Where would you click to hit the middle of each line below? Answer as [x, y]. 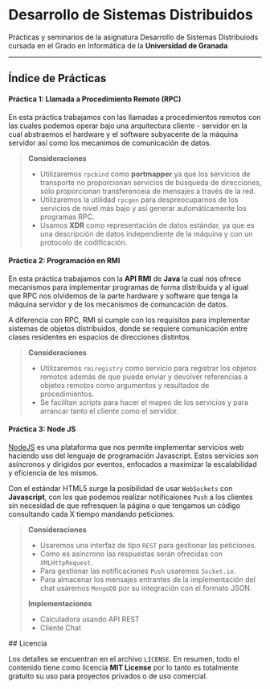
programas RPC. [67, 217]
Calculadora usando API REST [90, 619]
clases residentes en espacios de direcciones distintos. [100, 336]
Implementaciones [60, 603]
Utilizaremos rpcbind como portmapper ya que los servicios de [145, 174]
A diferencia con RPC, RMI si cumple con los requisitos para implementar [129, 320]
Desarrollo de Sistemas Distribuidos [131, 15]
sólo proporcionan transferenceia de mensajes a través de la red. [147, 191]
